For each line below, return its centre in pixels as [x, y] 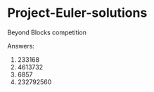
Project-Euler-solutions [77, 13]
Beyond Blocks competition [47, 32]
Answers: [21, 46]
